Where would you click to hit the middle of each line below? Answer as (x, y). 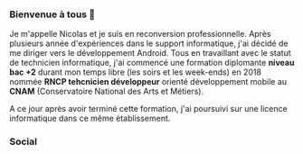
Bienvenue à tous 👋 (52, 14)
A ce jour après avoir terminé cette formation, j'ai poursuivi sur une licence (148, 109)
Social (24, 141)
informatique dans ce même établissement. (90, 118)
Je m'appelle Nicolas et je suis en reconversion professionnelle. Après (140, 34)
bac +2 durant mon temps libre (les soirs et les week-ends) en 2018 (136, 72)
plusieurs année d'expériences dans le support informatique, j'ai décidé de (149, 43)
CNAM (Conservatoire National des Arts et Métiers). (107, 91)
